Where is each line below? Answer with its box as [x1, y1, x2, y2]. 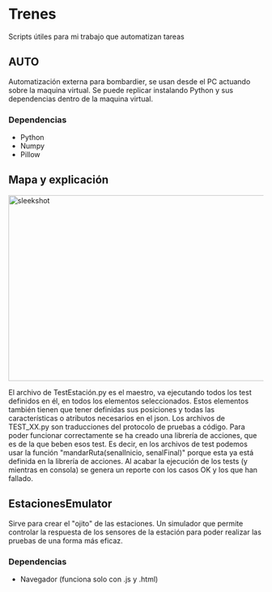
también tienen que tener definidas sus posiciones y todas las [8, 404, 215, 414]
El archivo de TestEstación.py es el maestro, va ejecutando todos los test [8, 387, 253, 397]
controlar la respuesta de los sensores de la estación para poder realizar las [8, 527, 261, 537]
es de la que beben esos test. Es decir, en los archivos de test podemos [8, 439, 249, 449]
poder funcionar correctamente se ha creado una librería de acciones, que [8, 430, 257, 440]
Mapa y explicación [8, 173, 109, 187]
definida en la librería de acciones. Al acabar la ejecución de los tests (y [8, 456, 249, 466]
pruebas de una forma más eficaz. [8, 535, 123, 545]
